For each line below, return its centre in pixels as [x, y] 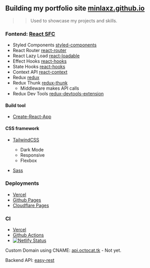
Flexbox [28, 160]
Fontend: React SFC [30, 34]
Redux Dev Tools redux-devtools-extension [58, 94]
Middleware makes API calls [50, 88]
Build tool [16, 105]
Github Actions [28, 235]
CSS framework [22, 128]
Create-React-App [32, 117]
